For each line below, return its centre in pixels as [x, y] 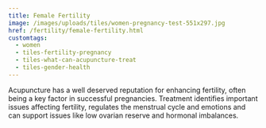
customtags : [28, 38]
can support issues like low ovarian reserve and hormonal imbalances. [123, 115]
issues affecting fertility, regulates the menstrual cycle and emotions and [127, 107]
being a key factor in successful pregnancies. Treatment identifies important [133, 98]
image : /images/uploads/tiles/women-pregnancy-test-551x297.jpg [117, 23]
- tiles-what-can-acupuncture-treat [76, 60]
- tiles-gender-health [53, 68]
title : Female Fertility [49, 16]
